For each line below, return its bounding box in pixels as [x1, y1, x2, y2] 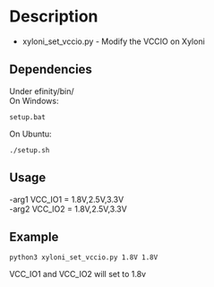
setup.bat [9, 112, 47, 122]
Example [9, 229, 59, 244]
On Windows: [9, 95, 59, 106]
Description [9, 6, 98, 27]
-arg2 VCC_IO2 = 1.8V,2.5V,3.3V [9, 204, 127, 214]
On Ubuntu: [9, 128, 52, 139]
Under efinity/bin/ [9, 85, 74, 96]
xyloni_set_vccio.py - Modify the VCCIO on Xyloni [21, 36, 206, 47]
